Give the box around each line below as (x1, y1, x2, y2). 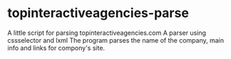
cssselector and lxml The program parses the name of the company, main (7, 36, 225, 44)
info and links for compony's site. (7, 43, 106, 52)
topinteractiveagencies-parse (7, 5, 189, 21)
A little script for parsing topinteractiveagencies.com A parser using (7, 28, 207, 37)
